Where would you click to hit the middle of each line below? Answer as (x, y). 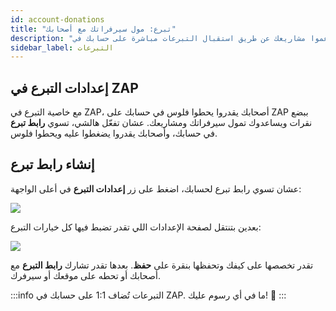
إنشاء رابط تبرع (52, 164)
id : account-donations (57, 19)
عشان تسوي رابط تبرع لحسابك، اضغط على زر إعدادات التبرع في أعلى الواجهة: (156, 188)
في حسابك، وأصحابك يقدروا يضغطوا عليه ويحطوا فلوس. (114, 133)
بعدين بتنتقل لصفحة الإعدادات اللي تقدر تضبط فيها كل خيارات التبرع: (136, 227)
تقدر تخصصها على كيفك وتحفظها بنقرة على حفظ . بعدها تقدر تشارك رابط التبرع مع (162, 265)
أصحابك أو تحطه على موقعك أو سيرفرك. (85, 275)
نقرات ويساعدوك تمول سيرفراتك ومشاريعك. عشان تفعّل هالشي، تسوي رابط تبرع (161, 123)
